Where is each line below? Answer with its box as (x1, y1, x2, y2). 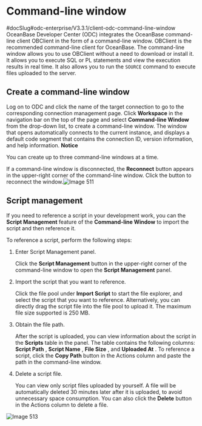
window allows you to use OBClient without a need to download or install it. (6, 50, 194, 57)
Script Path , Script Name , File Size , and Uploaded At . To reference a (15, 345, 195, 353)
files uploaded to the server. (6, 69, 77, 76)
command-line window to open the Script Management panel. (15, 266, 172, 273)
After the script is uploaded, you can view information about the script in (15, 332, 197, 340)
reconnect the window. (6, 178, 64, 185)
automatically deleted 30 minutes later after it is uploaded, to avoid (15, 388, 182, 395)
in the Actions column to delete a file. (15, 401, 109, 408)
